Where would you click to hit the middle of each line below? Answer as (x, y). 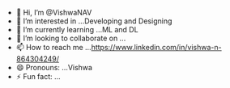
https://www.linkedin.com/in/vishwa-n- (156, 47)
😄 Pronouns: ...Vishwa (54, 67)
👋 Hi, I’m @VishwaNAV (54, 13)
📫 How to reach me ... (53, 47)
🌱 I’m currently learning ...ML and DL (77, 29)
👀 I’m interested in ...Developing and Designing (94, 21)
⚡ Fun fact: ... (38, 76)
